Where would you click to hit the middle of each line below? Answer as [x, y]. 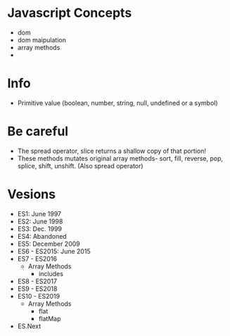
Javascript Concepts [70, 13]
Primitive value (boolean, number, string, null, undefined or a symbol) [117, 103]
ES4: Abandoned [42, 236]
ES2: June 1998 [40, 221]
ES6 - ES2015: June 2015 [54, 251]
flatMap [50, 318]
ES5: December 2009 [49, 244]
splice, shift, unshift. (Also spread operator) [80, 166]
